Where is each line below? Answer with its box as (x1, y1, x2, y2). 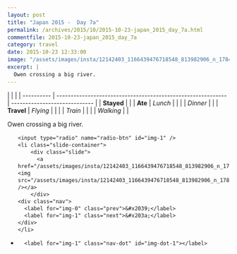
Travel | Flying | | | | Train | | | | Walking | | (7, 106, 129, 114)
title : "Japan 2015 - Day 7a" (7, 18, 99, 26)
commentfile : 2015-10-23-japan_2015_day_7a (7, 34, 138, 41)
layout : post (7, 11, 46, 18)
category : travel (7, 41, 59, 49)
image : (7, 56, 27, 64)
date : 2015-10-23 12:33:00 (7, 49, 87, 56)
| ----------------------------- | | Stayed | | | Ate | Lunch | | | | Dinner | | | (7, 99, 219, 107)
